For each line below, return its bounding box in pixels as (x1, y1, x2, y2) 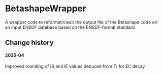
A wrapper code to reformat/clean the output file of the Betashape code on (5, 19, 158, 25)
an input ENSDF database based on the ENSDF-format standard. (5, 24, 136, 30)
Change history (5, 39, 54, 47)
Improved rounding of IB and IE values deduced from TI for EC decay (5, 63, 145, 69)
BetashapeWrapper (5, 3, 86, 14)
